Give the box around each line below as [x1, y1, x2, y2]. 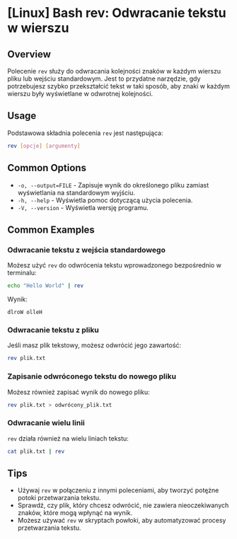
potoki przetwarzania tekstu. [17, 494, 101, 502]
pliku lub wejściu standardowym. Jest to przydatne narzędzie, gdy [7, 74, 201, 83]
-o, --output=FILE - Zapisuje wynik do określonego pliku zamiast [17, 180, 209, 189]
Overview [7, 48, 52, 60]
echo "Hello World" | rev [7, 282, 83, 289]
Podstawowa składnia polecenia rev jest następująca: [7, 129, 163, 137]
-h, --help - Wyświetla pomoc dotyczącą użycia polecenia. [17, 196, 193, 204]
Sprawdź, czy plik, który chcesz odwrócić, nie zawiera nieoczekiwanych [17, 501, 229, 510]
